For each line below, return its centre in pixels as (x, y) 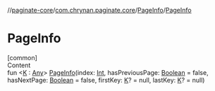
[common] (22, 57)
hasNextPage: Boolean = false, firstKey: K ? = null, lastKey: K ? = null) (106, 80)
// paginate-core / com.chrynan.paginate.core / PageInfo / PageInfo (99, 10)
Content (19, 65)
